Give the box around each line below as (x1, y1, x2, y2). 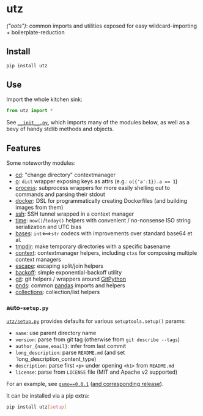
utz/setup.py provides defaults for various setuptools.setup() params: (6, 317, 186, 325)
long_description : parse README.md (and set (15, 349, 125, 357)
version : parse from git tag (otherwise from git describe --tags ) (15, 336, 180, 343)
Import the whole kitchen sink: (6, 96, 83, 103)
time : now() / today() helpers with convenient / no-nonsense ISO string (15, 217, 191, 224)
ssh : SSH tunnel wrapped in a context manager (15, 210, 135, 217)
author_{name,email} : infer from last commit (15, 342, 127, 350)
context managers (15, 256, 61, 263)
